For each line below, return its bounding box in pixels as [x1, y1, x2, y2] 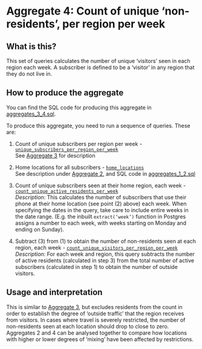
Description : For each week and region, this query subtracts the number [15, 250, 195, 258]
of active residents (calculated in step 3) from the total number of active [15, 256, 195, 264]
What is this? [6, 41, 57, 52]
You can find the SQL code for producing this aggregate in [6, 104, 152, 111]
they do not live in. [6, 70, 53, 77]
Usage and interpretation [6, 287, 103, 297]
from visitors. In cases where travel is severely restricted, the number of [6, 316, 186, 324]
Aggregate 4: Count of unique [6, 4, 159, 18]
